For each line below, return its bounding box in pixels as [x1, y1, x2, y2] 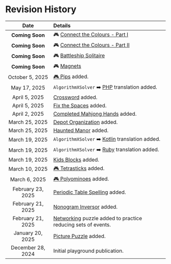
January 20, [13, 229, 43, 236]
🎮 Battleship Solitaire [53, 52, 105, 59]
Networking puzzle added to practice [53, 215, 142, 222]
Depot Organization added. [53, 118, 118, 125]
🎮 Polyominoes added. [53, 175, 109, 182]
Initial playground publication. [53, 247, 124, 254]
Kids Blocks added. [53, 156, 99, 163]
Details [53, 22, 71, 29]
